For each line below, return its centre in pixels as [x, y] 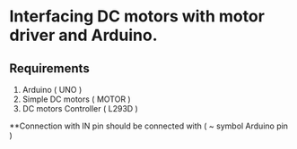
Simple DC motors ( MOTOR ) [77, 99]
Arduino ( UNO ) [52, 90]
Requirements [49, 68]
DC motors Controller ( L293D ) [80, 108]
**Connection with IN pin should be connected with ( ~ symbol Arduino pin [149, 126]
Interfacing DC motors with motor [137, 17]
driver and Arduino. [83, 35]
